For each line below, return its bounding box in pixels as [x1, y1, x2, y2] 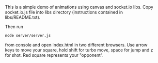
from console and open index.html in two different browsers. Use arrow [5, 42, 148, 47]
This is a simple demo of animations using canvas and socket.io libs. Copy [5, 4, 154, 10]
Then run [5, 24, 23, 30]
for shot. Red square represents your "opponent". [5, 52, 104, 58]
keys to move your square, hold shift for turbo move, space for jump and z [5, 47, 153, 53]
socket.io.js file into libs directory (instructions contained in [5, 9, 123, 15]
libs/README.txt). [5, 15, 41, 20]
